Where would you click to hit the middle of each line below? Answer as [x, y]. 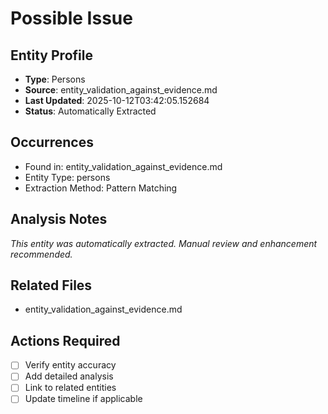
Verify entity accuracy [70, 365]
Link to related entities [70, 388]
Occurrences [52, 142]
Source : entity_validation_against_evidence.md [121, 90]
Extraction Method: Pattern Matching [101, 188]
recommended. [41, 254]
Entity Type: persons [67, 177]
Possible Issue [71, 18]
